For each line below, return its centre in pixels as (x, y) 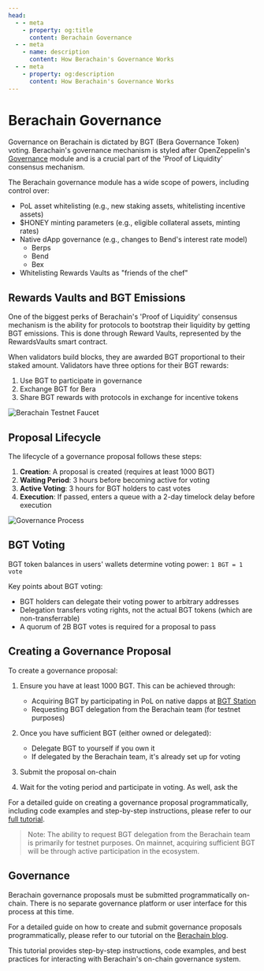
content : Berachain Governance (80, 37)
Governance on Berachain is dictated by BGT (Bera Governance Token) (124, 142)
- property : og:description (68, 74)
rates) (29, 231)
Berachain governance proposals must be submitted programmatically (123, 895)
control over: (29, 191)
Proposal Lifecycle (55, 437)
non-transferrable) (50, 618)
